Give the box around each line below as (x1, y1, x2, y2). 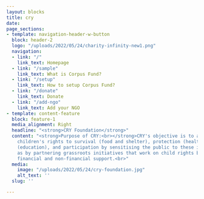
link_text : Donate (17, 93, 64, 99)
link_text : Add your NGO (17, 104, 80, 111)
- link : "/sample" (12, 65, 59, 72)
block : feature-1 (12, 116, 56, 122)
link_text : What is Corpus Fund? (17, 71, 102, 77)
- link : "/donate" (12, 88, 59, 94)
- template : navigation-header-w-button (6, 32, 110, 38)
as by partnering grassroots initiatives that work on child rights (17, 150, 194, 156)
